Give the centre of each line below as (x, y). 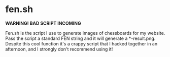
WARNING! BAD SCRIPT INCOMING (43, 23)
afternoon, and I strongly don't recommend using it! (59, 49)
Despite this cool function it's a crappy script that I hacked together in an (81, 43)
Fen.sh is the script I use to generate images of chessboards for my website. (85, 33)
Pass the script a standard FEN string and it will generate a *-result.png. (80, 38)
